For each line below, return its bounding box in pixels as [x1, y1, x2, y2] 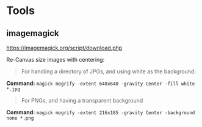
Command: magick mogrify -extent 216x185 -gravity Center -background [6, 109, 195, 116]
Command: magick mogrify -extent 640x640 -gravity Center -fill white [6, 80, 195, 87]
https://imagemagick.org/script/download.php [6, 44, 123, 51]
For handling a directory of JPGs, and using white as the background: [21, 68, 197, 75]
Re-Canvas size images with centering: [6, 56, 105, 63]
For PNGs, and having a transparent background [21, 97, 143, 104]
